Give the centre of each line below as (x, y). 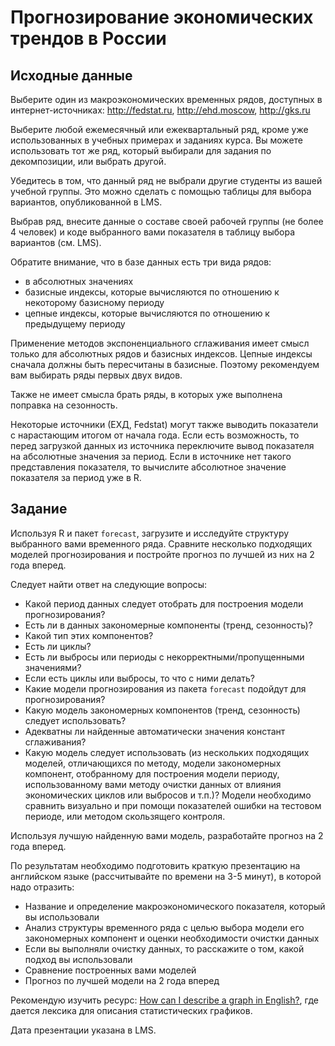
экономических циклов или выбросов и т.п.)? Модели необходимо (168, 795)
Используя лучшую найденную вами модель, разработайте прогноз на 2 (167, 835)
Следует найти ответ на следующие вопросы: (109, 584)
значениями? (53, 667)
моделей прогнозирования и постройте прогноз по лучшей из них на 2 (162, 554)
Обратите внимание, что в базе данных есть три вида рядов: (141, 262)
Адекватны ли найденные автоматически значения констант (155, 731)
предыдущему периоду (75, 324)
